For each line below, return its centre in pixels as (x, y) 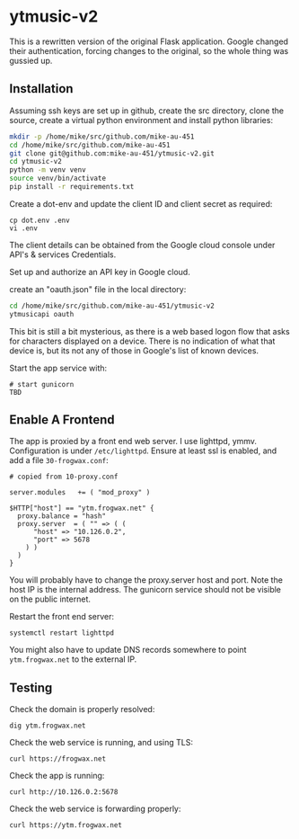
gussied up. (31, 60)
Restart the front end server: (62, 617)
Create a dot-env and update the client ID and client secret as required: (141, 203)
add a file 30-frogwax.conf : (59, 460)
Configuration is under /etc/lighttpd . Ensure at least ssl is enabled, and (143, 451)
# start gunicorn (42, 384)
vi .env (24, 228)
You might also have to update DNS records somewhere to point (128, 650)
